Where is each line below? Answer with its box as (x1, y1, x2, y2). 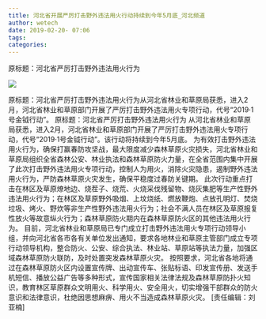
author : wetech (8, 19, 59, 27)
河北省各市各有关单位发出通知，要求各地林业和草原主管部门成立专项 (35, 234, 258, 243)
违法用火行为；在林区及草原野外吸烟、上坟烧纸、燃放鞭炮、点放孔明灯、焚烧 (8, 194, 258, 204)
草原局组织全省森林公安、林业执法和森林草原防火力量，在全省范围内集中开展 (8, 155, 258, 164)
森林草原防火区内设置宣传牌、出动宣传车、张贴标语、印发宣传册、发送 (21, 263, 251, 272)
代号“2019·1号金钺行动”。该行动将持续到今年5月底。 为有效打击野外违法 (21, 135, 256, 144)
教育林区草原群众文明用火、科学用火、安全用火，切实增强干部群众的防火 (21, 283, 258, 292)
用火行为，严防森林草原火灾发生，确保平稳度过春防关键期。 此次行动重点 (8, 175, 246, 184)
